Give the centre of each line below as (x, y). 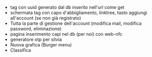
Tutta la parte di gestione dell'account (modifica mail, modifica (76, 23)
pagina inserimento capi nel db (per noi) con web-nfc (66, 34)
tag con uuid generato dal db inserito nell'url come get (67, 7)
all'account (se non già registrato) (46, 18)
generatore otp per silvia (36, 39)
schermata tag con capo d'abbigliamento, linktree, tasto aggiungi (79, 13)
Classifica (21, 50)
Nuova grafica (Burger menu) (41, 45)
